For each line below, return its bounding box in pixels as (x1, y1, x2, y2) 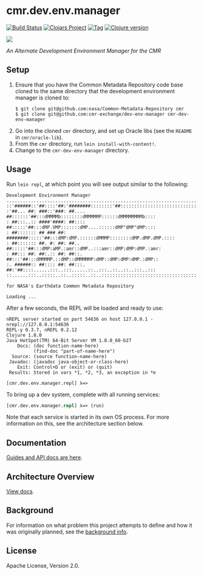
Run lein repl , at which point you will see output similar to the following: (6, 180, 189, 188)
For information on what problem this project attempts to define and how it (6, 521, 192, 529)
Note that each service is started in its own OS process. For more (6, 413, 169, 421)
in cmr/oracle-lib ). (15, 134, 63, 141)
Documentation (6, 437, 67, 448)
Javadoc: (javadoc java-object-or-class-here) (8, 359, 129, 365)
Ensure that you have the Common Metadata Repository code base (15, 80, 183, 88)
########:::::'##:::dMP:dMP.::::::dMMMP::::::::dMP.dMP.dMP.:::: (6, 235, 175, 241)
